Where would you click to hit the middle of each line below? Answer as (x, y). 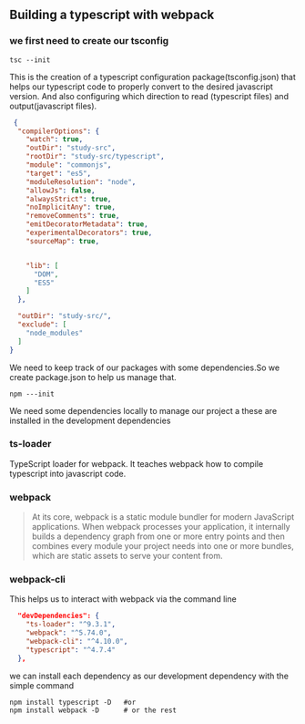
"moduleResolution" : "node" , (81, 181)
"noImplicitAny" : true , (71, 207)
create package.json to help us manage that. (93, 377)
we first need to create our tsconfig (89, 41)
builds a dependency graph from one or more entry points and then (158, 536)
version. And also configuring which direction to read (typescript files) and (149, 96)
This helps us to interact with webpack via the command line (123, 599)
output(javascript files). (53, 106)
